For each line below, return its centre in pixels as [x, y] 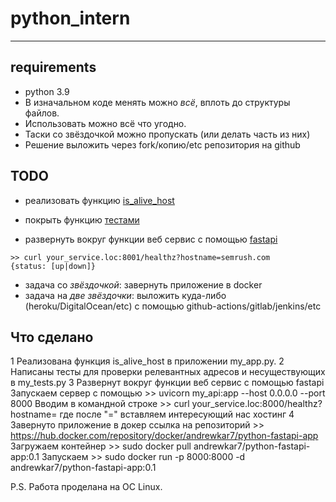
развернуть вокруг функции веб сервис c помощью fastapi [151, 239]
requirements [53, 67]
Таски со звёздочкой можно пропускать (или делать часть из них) [167, 134]
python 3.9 [47, 91]
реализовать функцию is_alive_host [99, 200]
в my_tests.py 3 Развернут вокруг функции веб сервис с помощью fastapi [167, 383]
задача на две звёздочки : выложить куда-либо [125, 295]
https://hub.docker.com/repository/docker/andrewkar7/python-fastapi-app [164, 436]
